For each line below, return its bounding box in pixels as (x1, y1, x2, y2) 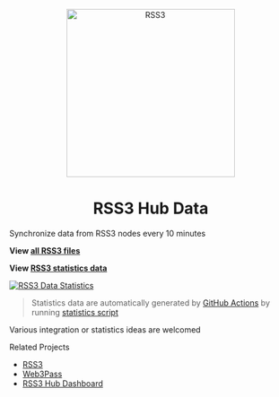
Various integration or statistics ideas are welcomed (9, 324, 201, 335)
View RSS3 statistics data (9, 263, 108, 273)
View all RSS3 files (9, 245, 81, 255)
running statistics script (31, 306, 118, 317)
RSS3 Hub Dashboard (22, 377, 103, 389)
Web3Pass (22, 368, 63, 379)
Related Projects (9, 341, 70, 352)
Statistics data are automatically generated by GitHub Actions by (31, 297, 271, 308)
